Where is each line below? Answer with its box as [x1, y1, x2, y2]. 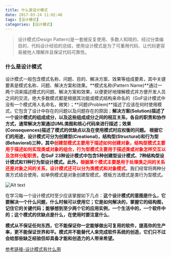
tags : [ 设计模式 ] [5, 17, 39, 22]
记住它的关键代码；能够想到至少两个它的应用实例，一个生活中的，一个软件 [5, 205, 161, 211]
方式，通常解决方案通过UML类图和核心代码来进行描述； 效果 [5, 121, 131, 127]
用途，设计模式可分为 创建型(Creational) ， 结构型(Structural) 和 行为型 [14, 133, 159, 139]
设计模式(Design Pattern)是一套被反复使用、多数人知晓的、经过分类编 [17, 36, 164, 42]
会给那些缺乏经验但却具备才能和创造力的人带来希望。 [5, 235, 117, 241]
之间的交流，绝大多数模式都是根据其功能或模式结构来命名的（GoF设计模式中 [5, 95, 166, 101]
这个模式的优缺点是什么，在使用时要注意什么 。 [14, 212, 112, 218]
